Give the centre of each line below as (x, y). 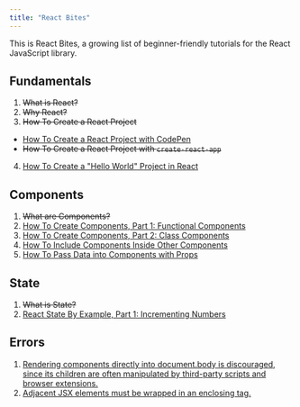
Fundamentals (50, 81)
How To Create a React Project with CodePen (107, 140)
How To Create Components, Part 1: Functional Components (134, 226)
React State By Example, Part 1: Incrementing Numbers (124, 314)
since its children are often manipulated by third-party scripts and (144, 374)
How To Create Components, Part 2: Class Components (126, 236)
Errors (27, 343)
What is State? (49, 305)
